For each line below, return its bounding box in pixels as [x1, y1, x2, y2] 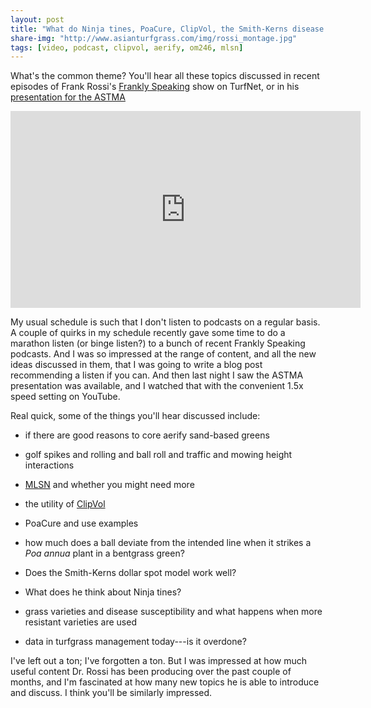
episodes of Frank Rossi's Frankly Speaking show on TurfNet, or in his [10, 81, 300, 93]
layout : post [10, 14, 65, 25]
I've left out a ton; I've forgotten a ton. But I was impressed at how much [10, 655, 307, 667]
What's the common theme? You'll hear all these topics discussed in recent [10, 70, 320, 82]
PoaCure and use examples [24, 517, 139, 530]
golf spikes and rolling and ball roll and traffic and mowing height [24, 449, 293, 461]
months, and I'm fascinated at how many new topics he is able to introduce [10, 676, 320, 688]
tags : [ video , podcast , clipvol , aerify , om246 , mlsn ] [10, 42, 244, 53]
